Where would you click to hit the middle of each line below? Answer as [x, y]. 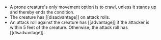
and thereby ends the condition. [42, 12]
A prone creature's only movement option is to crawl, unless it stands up [83, 7]
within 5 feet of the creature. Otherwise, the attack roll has [69, 27]
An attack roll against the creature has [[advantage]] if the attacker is [80, 22]
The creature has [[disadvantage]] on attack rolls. [60, 17]
